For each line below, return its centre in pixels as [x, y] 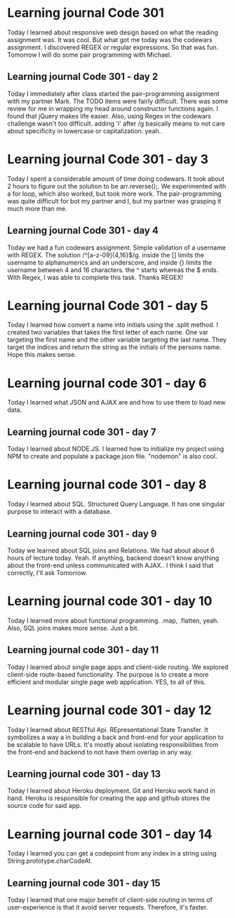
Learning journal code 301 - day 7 [82, 432]
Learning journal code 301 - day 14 [110, 834]
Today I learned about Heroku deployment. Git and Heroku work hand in [111, 791]
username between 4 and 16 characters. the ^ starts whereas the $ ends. [113, 270]
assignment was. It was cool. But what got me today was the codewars [110, 39]
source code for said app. [45, 806]
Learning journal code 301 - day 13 [84, 774]
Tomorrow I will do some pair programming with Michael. [89, 55]
